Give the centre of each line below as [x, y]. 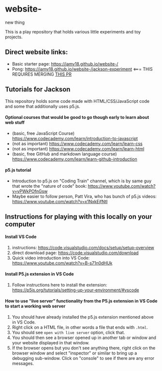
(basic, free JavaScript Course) [43, 133]
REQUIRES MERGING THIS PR [42, 74]
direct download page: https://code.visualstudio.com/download [75, 253]
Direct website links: [37, 52]
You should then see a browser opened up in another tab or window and [84, 338]
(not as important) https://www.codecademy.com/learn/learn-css [77, 144]
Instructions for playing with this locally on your [79, 217]
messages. [23, 363]
